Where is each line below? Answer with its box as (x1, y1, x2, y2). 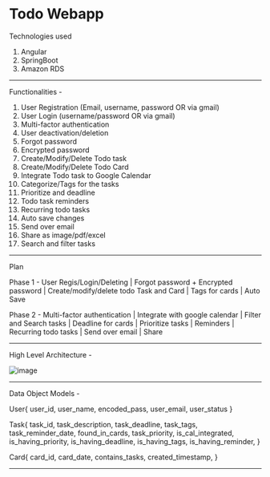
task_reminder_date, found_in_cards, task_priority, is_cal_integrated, (9, 428, 235, 438)
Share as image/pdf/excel (20, 230, 107, 240)
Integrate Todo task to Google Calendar (20, 170, 151, 180)
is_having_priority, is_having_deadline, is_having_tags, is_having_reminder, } (9, 436, 261, 446)
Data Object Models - (9, 388, 80, 398)
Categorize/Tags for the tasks (20, 179, 119, 188)
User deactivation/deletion (20, 127, 109, 137)
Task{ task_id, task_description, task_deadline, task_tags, (9, 419, 199, 429)
